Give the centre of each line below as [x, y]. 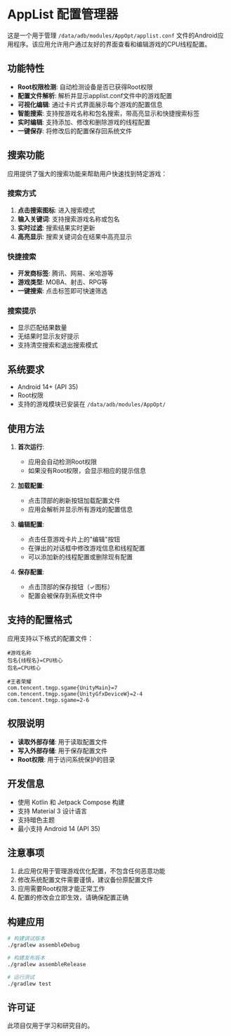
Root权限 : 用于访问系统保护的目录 [66, 759]
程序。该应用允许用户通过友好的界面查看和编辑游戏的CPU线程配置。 [112, 44]
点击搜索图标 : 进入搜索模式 [56, 210]
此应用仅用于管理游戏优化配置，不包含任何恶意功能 [91, 871]
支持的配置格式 [40, 620]
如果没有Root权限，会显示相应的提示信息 [87, 471]
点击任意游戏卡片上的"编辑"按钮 [74, 539]
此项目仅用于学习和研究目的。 [50, 1025]
